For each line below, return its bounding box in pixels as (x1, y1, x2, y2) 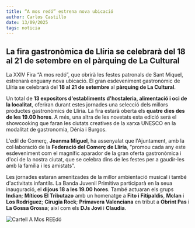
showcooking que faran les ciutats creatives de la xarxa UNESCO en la (6, 120, 176, 127)
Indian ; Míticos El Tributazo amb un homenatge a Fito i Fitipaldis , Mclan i (6, 192, 184, 199)
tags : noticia (6, 25, 41, 31)
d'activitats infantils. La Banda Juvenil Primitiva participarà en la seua (6, 179, 173, 187)
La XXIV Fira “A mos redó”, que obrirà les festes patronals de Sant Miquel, (6, 71, 184, 78)
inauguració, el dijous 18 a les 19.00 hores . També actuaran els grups (6, 186, 174, 193)
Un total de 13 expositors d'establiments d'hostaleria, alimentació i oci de (6, 95, 187, 102)
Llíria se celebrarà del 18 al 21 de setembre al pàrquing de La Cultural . (6, 84, 176, 91)
